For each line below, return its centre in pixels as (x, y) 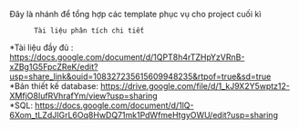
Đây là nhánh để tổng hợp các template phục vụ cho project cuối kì (135, 14)
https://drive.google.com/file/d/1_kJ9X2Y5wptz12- (195, 86)
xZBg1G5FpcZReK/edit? (54, 67)
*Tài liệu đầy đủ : (41, 47)
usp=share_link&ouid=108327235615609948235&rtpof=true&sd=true (140, 76)
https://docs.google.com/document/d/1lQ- (114, 105)
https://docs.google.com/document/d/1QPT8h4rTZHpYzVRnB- (127, 57)
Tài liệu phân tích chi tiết (89, 31)
